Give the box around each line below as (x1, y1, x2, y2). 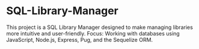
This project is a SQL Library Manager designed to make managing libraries (6, 24, 194, 31)
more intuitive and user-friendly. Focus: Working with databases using (6, 30, 180, 37)
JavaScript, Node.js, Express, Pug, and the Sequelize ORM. (6, 36, 153, 43)
